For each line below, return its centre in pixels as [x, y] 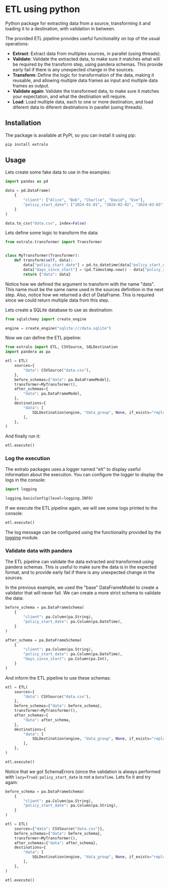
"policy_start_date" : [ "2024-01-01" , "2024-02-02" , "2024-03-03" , [94, 205]
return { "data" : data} [47, 274]
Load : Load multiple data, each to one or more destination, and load [83, 101]
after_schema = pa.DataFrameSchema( [44, 640]
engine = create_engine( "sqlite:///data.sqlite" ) [58, 328]
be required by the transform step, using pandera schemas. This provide [88, 64]
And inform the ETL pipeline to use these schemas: [58, 678]
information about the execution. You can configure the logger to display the [84, 475]
